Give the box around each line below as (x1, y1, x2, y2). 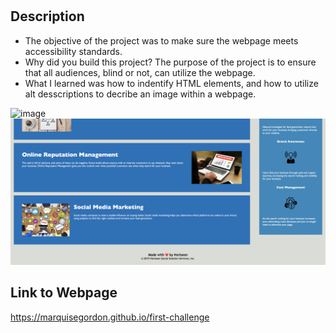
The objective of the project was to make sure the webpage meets (24, 34, 299, 47)
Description (10, 8, 85, 25)
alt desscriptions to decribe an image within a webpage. (24, 88, 257, 100)
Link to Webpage (10, 284, 118, 302)
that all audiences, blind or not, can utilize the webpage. (24, 66, 256, 78)
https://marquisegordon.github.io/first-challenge (10, 311, 210, 323)
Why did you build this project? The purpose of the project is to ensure (24, 56, 317, 68)
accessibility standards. (24, 45, 123, 57)
